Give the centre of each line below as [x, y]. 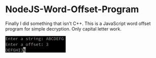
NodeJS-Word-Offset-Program [72, 9]
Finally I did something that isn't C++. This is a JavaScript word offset [78, 23]
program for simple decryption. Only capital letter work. [64, 28]
